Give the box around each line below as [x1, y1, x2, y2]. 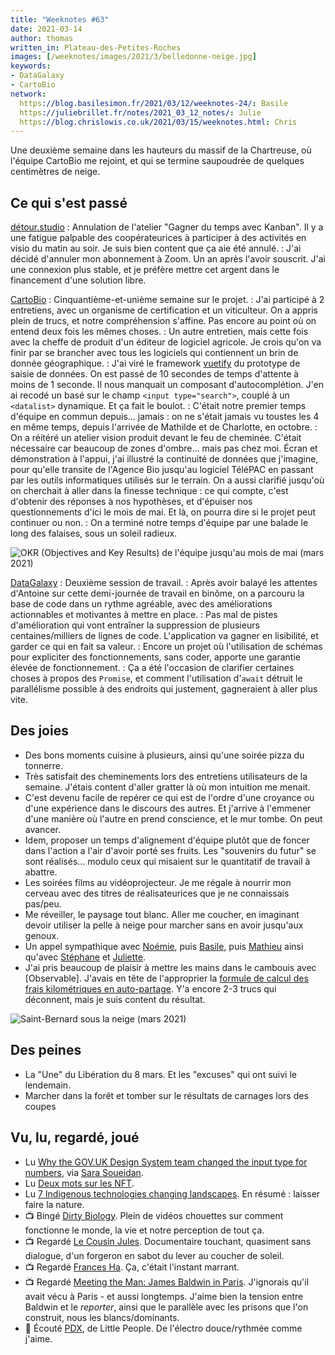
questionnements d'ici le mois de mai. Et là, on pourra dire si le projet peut [10, 506, 316, 518]
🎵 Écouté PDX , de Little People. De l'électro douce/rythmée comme [24, 1322, 303, 1334]
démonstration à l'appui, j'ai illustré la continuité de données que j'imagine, [10, 453, 319, 465]
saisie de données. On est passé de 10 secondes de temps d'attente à [10, 368, 300, 380]
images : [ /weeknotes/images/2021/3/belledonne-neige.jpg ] [10, 52, 257, 62]
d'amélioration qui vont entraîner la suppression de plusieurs [10, 619, 260, 631]
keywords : [10, 61, 52, 71]
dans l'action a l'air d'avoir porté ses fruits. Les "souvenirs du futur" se [24, 844, 317, 856]
